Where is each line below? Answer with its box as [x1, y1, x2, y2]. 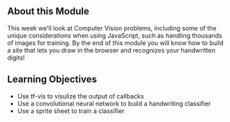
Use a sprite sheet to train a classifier [17, 107, 125, 115]
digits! [7, 53, 25, 62]
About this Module [7, 6, 89, 17]
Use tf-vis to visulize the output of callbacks [17, 91, 144, 100]
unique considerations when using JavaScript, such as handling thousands [7, 31, 222, 40]
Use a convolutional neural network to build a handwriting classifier [17, 99, 211, 107]
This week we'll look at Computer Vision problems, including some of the [7, 24, 217, 32]
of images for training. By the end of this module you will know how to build [7, 38, 224, 47]
